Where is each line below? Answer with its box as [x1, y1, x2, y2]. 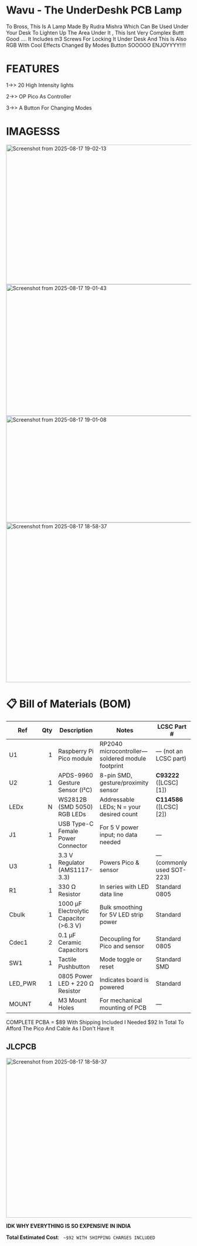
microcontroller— [99, 747, 148, 755]
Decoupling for [99, 935, 141, 943]
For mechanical [99, 996, 142, 1004]
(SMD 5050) [57, 803, 93, 811]
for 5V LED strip [99, 910, 144, 918]
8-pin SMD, [99, 771, 133, 779]
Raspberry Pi [57, 747, 94, 755]
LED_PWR [9, 979, 36, 987]
